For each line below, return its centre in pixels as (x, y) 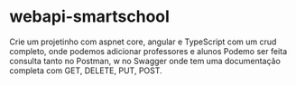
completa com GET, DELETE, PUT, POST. (86, 71)
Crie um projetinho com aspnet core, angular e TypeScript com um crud (143, 42)
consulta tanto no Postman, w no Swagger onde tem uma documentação (145, 61)
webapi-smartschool (89, 17)
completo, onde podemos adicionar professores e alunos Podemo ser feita (148, 51)
